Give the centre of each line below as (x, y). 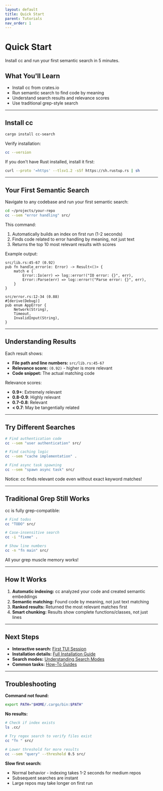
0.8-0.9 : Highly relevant (36, 397)
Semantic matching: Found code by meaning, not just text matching (81, 601)
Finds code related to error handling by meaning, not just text (73, 239)
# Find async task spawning (33, 465)
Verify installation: (23, 143)
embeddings (24, 597)
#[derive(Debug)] (23, 301)
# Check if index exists (30, 723)
